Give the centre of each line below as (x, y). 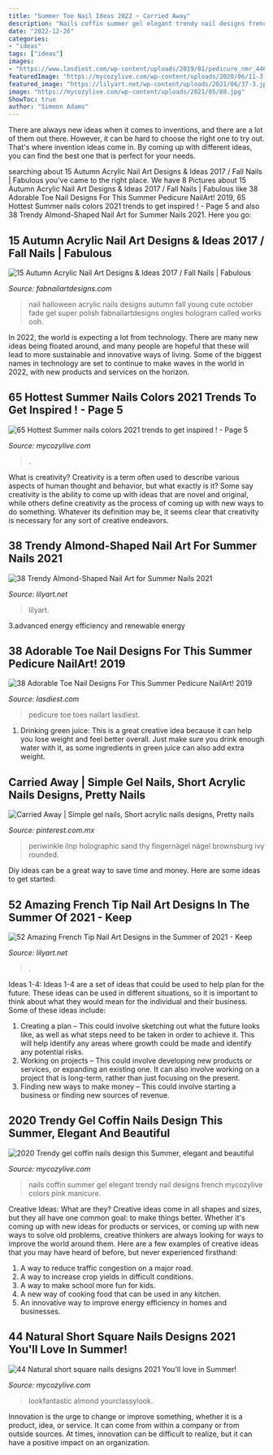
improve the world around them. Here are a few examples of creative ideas (134, 1243)
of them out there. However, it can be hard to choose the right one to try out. (136, 138)
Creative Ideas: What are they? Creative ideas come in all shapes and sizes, (135, 1208)
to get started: (32, 879)
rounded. (43, 854)
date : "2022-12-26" (41, 31)
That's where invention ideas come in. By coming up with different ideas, (130, 147)
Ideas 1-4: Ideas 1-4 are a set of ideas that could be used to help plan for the (136, 984)
